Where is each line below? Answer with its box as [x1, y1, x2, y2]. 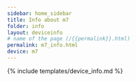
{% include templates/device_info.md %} [7, 66, 124, 75]
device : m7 [7, 49, 38, 55]
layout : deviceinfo [7, 29, 63, 36]
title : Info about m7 [7, 16, 69, 23]
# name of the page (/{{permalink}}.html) [7, 36, 131, 42]
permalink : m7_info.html [7, 42, 78, 49]
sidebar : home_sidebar [7, 10, 72, 17]
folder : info [7, 23, 45, 29]
